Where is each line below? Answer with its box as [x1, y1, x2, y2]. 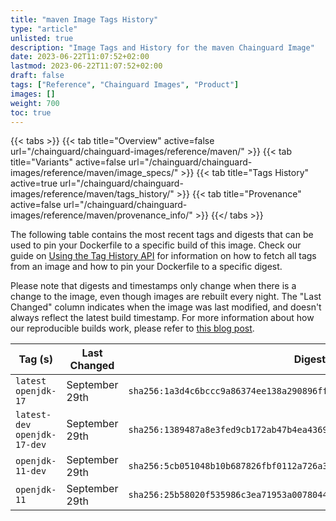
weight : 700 [10, 98, 60, 108]
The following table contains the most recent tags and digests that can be [10, 229, 314, 241]
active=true [10, 177, 58, 190]
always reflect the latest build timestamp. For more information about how [10, 312, 315, 324]
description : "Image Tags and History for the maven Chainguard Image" [10, 42, 315, 53]
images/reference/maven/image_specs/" [10, 167, 179, 179]
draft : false [10, 71, 65, 81]
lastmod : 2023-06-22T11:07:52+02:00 [10, 61, 163, 71]
